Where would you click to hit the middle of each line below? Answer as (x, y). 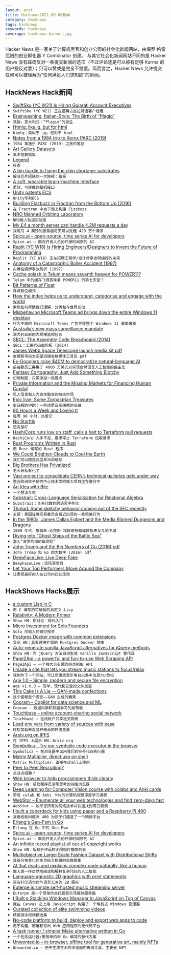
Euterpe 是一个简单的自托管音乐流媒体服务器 (54, 893)
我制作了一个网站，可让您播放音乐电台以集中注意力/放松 (63, 675)
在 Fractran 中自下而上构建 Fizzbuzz (50, 209)
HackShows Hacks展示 (43, 591)
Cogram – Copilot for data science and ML (57, 702)
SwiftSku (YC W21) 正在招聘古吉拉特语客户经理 (58, 111)
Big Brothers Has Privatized (42, 465)
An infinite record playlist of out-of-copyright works (67, 844)
